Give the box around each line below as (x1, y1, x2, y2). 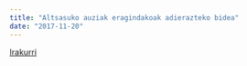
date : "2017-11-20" (9, 22, 84, 31)
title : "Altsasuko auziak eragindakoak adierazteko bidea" (9, 13, 240, 23)
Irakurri (9, 46, 38, 57)
